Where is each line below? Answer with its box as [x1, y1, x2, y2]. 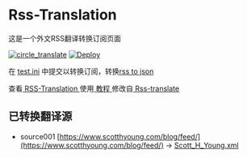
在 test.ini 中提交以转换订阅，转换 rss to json [8, 66, 154, 76]
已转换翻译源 [8, 109, 73, 123]
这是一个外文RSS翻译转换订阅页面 [8, 33, 121, 43]
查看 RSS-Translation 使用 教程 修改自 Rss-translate [8, 83, 180, 93]
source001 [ [19, 131, 61, 141]
